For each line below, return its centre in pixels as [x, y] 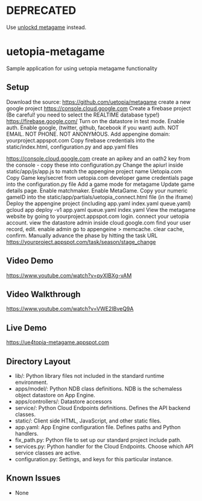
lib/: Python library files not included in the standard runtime [90, 375]
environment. [31, 382]
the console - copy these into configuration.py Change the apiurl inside [95, 165]
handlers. [27, 433]
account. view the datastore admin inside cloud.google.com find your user [99, 222]
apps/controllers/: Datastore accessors [64, 401]
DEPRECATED [41, 11]
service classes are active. [48, 453]
